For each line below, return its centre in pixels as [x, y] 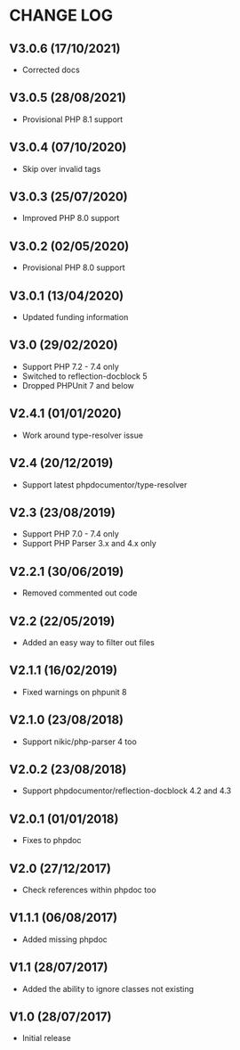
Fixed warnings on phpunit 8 [74, 692]
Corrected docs [51, 70]
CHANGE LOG [61, 16]
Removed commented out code [80, 593]
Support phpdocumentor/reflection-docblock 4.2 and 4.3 [127, 791]
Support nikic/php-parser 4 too [80, 742]
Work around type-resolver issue [83, 435]
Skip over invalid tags [61, 168]
